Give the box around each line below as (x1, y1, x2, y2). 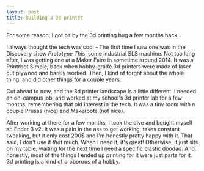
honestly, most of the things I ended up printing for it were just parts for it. (6, 151, 192, 159)
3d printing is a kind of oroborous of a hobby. (6, 158, 120, 165)
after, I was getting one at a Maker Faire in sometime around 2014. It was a (6, 56, 194, 64)
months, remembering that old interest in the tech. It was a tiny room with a (6, 100, 195, 107)
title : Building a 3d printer (6, 15, 84, 21)
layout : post (6, 9, 40, 15)
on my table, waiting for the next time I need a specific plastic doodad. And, (6, 145, 197, 152)
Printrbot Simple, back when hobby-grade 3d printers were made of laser (6, 62, 191, 70)
